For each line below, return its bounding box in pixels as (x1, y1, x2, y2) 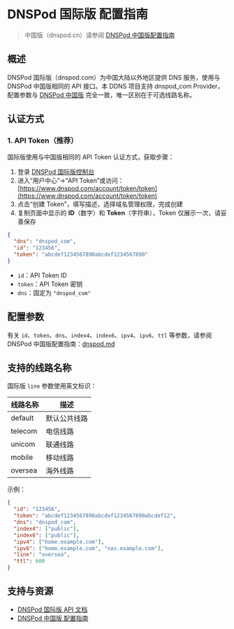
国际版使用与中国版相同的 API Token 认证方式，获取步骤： (7, 153, 175, 161)
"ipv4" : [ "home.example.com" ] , (13, 538, 105, 545)
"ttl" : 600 (13, 558, 45, 565)
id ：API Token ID (17, 270, 68, 280)
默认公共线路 (45, 414, 89, 424)
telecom (10, 426, 38, 436)
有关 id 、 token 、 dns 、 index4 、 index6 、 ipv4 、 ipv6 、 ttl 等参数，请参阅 (7, 331, 212, 339)
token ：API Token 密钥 (17, 280, 82, 288)
